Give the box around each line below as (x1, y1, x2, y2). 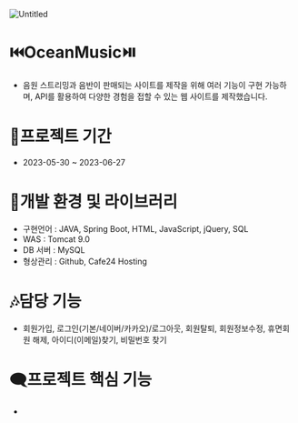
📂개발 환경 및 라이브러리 (9, 192, 178, 213)
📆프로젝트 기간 (9, 126, 112, 147)
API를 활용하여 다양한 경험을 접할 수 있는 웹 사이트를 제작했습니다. (35, 91, 268, 102)
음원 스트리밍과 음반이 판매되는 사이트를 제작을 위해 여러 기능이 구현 (22, 79, 263, 90)
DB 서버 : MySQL (22, 244, 85, 255)
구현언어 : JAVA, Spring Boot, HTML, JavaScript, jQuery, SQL (22, 223, 249, 234)
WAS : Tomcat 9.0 (22, 233, 91, 245)
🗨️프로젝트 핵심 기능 (9, 369, 153, 390)
